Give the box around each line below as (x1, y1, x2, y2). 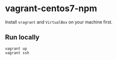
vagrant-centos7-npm (5, 3, 97, 14)
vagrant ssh (5, 50, 29, 55)
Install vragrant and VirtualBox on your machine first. (5, 19, 113, 25)
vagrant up (5, 46, 27, 51)
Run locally (5, 33, 40, 41)
